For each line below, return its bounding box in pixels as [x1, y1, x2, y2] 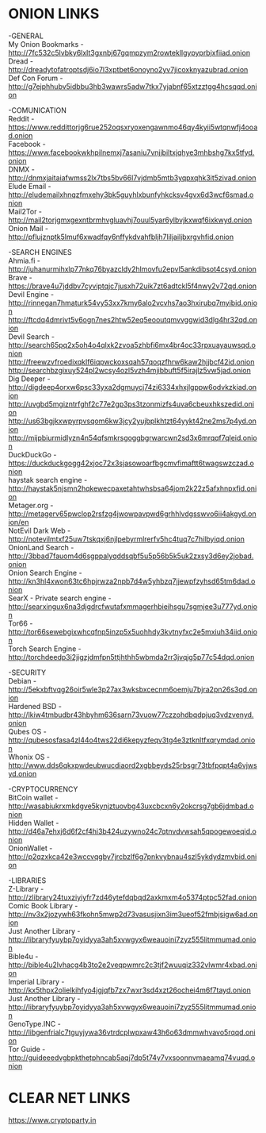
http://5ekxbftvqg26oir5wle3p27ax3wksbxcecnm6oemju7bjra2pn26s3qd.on [8, 684, 258, 694]
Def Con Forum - [8, 73, 63, 83]
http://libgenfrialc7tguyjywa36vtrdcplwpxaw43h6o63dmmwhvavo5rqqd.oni [8, 1027, 256, 1037]
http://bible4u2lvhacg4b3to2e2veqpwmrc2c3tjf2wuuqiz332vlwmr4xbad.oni [8, 960, 257, 969]
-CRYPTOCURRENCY [8, 784, 78, 794]
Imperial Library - [8, 977, 65, 986]
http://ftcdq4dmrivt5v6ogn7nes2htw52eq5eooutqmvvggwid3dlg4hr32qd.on [8, 314, 258, 324]
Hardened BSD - [8, 701, 62, 711]
